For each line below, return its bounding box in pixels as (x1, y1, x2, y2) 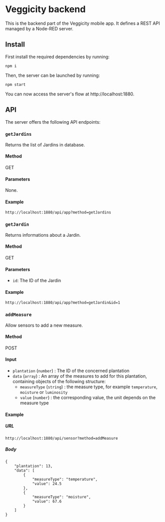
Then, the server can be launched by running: (5, 72, 100, 78)
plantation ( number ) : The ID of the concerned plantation (12, 368, 130, 374)
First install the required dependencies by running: (5, 54, 110, 60)
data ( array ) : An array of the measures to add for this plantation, (12, 373, 147, 379)
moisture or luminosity (20, 389, 68, 395)
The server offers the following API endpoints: (5, 119, 101, 125)
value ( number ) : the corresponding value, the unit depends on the (20, 395, 156, 401)
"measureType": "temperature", (32, 477, 98, 482)
